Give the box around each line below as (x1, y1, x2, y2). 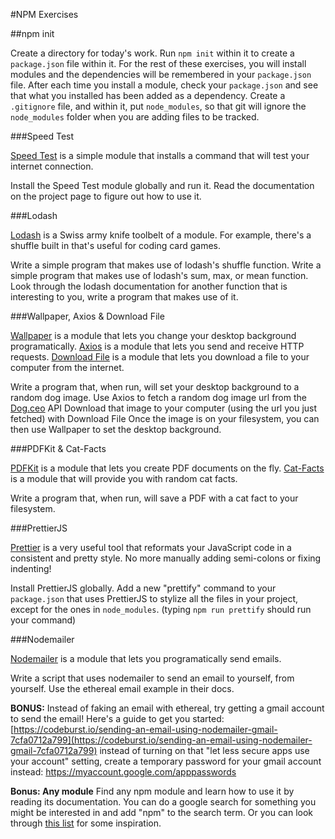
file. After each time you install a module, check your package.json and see (10, 79, 319, 91)
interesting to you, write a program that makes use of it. (10, 291, 239, 303)
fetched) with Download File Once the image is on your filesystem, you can (10, 413, 320, 424)
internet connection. (10, 160, 94, 172)
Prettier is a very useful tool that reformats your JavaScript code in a (10, 542, 292, 553)
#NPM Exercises (10, 9, 79, 20)
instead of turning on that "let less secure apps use (99, 745, 310, 756)
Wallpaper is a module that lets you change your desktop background (10, 330, 297, 341)
